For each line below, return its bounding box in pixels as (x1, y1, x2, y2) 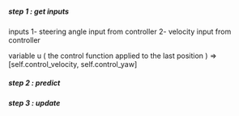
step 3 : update (8, 97, 61, 108)
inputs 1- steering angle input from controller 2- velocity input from (8, 27, 232, 36)
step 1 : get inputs (8, 6, 70, 16)
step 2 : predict (8, 77, 61, 88)
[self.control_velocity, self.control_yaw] (8, 59, 138, 68)
